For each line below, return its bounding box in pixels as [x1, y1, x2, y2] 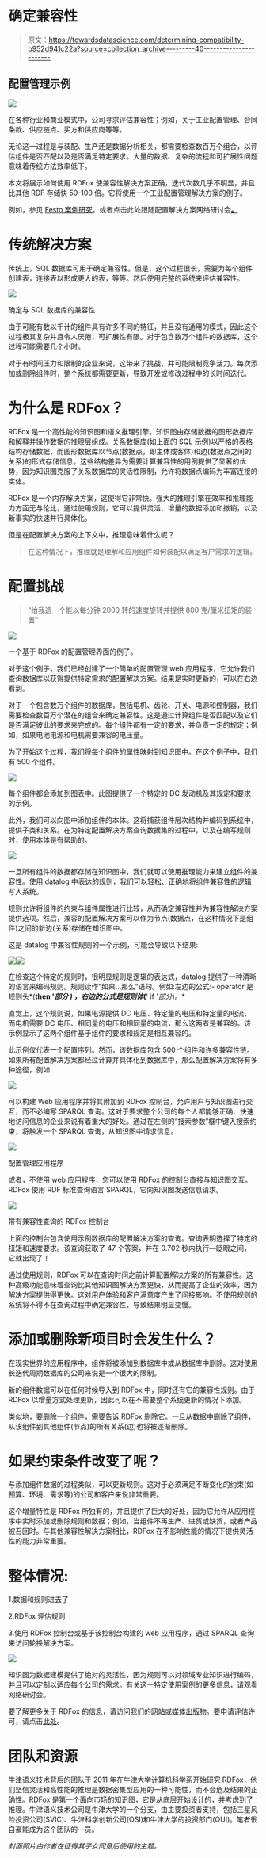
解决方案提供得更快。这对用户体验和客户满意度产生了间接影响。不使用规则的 [8, 1290, 258, 1299]
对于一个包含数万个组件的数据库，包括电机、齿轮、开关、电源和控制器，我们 [8, 700, 258, 709]
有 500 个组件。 [8, 756, 60, 766]
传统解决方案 [8, 235, 93, 254]
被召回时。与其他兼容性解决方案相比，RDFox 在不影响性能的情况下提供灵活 [8, 1527, 253, 1536]
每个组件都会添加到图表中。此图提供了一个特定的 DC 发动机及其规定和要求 [8, 788, 252, 797]
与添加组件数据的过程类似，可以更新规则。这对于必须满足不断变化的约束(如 [8, 1480, 254, 1489]
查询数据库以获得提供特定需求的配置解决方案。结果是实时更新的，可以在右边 [8, 673, 258, 682]
